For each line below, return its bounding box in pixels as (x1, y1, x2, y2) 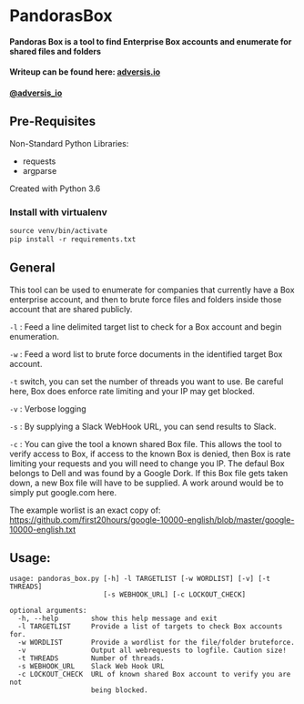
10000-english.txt (9, 524, 76, 535)
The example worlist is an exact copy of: (9, 505, 161, 515)
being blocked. (90, 686, 148, 695)
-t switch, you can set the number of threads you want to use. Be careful (9, 375, 284, 387)
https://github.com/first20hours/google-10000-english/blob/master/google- (9, 514, 295, 525)
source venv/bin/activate (9, 227, 107, 236)
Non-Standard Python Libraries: (9, 138, 129, 148)
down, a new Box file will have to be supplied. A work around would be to (9, 477, 284, 488)
